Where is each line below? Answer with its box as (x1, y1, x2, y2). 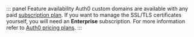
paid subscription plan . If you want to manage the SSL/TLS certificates (6, 11, 182, 18)
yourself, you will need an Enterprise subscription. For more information (6, 18, 186, 24)
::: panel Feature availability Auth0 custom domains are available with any (6, 5, 189, 12)
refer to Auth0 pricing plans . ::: (6, 24, 83, 31)
